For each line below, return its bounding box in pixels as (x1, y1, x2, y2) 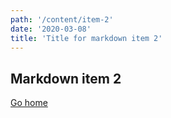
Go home (10, 97, 48, 109)
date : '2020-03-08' (10, 24, 92, 34)
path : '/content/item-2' (10, 14, 114, 25)
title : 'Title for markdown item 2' (10, 33, 163, 43)
